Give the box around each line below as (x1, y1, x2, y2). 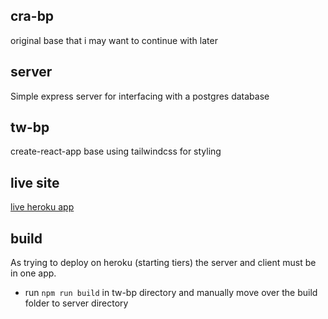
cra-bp (10, 8, 55, 25)
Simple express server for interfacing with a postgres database (10, 90, 270, 102)
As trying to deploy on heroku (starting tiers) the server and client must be (10, 257, 317, 269)
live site (10, 174, 60, 191)
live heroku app (10, 201, 75, 213)
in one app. (10, 267, 57, 279)
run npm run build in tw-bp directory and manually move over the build (24, 287, 318, 299)
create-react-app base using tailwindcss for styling (10, 145, 222, 158)
